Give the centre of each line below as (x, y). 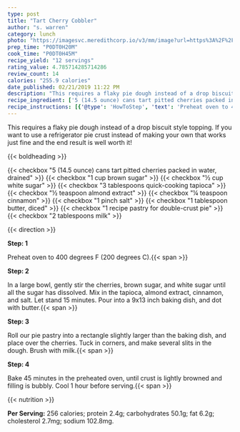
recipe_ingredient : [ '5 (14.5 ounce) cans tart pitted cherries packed (116, 101)
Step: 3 (19, 321)
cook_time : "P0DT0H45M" (43, 54)
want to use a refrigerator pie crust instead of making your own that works (117, 135)
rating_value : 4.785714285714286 (57, 67)
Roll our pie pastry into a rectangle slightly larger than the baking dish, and (117, 335)
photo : (17, 41)
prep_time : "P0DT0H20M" (43, 47)
